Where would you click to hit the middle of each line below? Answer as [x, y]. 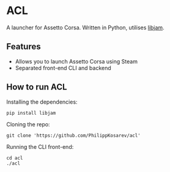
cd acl [15, 158]
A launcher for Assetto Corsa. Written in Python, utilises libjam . [85, 27]
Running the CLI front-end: [40, 146]
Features [24, 47]
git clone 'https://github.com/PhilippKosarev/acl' [73, 135]
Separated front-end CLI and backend [63, 68]
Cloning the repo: [28, 124]
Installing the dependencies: [42, 102]
